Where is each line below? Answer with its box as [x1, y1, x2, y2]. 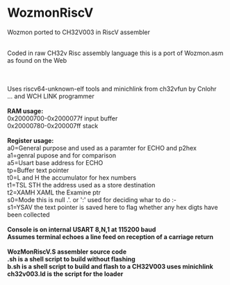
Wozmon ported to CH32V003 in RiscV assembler [7, 28, 151, 36]
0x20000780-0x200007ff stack [7, 121, 99, 130]
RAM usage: [7, 107, 44, 115]
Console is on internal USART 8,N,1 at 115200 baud [7, 225, 156, 233]
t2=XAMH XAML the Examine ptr [7, 188, 101, 197]
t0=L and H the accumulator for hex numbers [7, 173, 137, 182]
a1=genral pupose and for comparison [7, 151, 117, 160]
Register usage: [7, 136, 54, 144]
